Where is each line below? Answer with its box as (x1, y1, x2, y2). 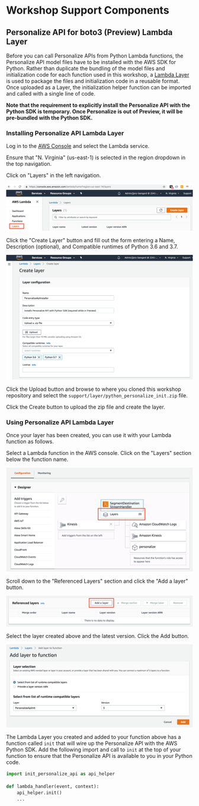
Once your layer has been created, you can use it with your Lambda (6, 432, 172, 439)
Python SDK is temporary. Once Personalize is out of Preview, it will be (6, 108, 183, 115)
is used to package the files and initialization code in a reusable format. (6, 78, 180, 84)
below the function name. (6, 456, 69, 463)
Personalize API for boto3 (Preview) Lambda (6, 27, 173, 37)
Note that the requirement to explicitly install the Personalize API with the (6, 102, 191, 109)
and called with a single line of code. (6, 90, 96, 97)
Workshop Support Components (6, 4, 170, 17)
